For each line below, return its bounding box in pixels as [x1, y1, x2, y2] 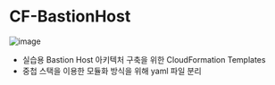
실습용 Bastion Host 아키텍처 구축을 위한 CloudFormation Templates [21, 54, 266, 64]
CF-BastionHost [9, 6, 131, 27]
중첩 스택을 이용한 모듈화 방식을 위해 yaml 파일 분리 [21, 65, 203, 76]
